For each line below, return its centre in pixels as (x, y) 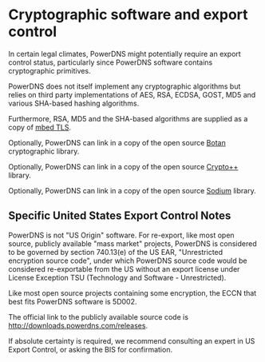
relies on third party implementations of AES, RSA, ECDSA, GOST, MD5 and (132, 94)
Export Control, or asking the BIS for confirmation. (91, 349)
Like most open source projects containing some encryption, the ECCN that (132, 292)
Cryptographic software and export (129, 15)
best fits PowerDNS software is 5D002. (73, 301)
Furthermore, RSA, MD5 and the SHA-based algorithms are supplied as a (128, 118)
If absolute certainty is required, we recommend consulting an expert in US (132, 340)
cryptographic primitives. (49, 70)
